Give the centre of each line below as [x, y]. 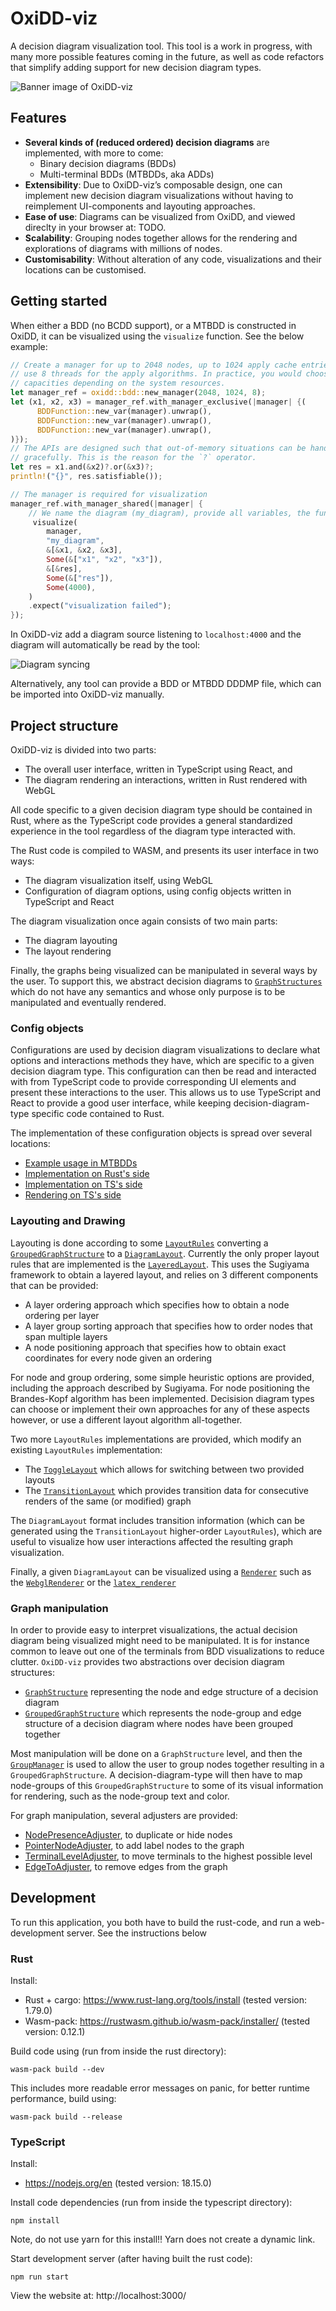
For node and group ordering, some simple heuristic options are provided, [162, 1377]
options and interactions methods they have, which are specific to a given [162, 1061]
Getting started [59, 301]
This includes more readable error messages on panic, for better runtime [160, 2088]
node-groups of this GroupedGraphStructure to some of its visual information [167, 1785]
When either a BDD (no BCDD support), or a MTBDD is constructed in [153, 325]
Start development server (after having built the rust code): [131, 2259]
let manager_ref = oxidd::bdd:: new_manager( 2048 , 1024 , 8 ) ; [138, 393]
